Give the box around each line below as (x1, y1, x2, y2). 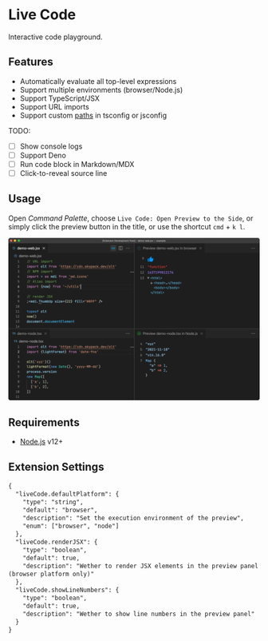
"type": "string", (22, 498, 84, 507)
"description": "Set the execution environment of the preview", (22, 514, 245, 523)
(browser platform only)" (8, 570, 94, 579)
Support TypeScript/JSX (19, 94, 100, 103)
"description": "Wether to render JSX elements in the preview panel (22, 562, 259, 571)
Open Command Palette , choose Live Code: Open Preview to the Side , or (8, 213, 254, 223)
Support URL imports (19, 102, 89, 111)
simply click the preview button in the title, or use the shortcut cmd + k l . (8, 221, 246, 231)
